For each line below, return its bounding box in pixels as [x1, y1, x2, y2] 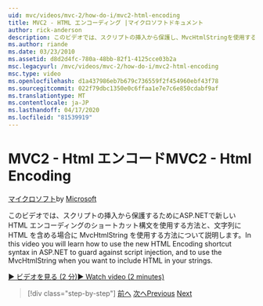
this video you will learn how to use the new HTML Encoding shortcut [8, 239, 232, 248]
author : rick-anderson [8, 26, 82, 34]
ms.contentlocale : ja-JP [8, 99, 89, 107]
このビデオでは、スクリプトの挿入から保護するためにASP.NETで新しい [8, 210, 236, 220]
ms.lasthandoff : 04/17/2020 [8, 107, 100, 115]
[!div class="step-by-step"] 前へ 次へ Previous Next [27, 288, 193, 298]
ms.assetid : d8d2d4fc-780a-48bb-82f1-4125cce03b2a [8, 56, 177, 64]
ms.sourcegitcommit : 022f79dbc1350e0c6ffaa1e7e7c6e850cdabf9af [8, 84, 219, 93]
